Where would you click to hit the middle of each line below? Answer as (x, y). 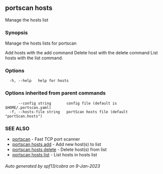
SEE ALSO (17, 128)
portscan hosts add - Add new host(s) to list (57, 144)
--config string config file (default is (68, 103)
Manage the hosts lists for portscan (41, 43)
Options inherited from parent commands (56, 93)
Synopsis (16, 32)
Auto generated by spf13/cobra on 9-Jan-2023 (53, 166)
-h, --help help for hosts (39, 81)
